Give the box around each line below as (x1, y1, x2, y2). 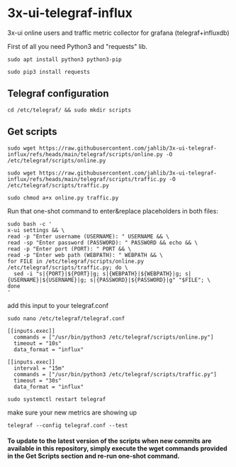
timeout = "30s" (13, 377, 62, 384)
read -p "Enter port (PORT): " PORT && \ (7, 245, 132, 253)
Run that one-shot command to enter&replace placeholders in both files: (7, 207, 218, 215)
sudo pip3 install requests (7, 68, 91, 75)
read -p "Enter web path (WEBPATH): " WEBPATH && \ (7, 251, 163, 258)
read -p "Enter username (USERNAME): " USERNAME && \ (7, 233, 170, 240)
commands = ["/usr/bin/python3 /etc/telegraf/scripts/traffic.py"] (13, 370, 218, 378)
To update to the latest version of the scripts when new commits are (7, 436, 212, 445)
